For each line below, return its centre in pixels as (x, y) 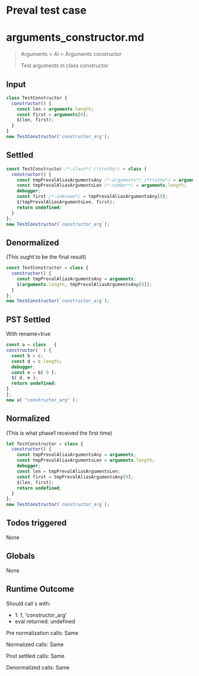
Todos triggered (36, 523)
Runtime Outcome (40, 589)
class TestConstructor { (37, 98)
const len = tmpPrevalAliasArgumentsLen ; (68, 471)
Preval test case (46, 10)
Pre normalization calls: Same (42, 633)
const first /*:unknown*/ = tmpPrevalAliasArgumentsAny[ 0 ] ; (92, 197)
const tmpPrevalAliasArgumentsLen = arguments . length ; (86, 460)
